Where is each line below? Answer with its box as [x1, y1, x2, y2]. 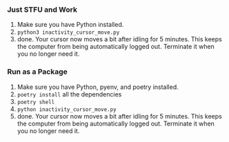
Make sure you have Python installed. [17, 21, 124, 29]
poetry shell [17, 99, 55, 105]
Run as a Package [7, 67, 68, 77]
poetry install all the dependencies [17, 90, 122, 98]
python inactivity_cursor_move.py [17, 105, 117, 113]
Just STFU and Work [7, 5, 78, 14]
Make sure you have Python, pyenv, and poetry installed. [17, 83, 179, 91]
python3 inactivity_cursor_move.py [17, 29, 120, 36]
